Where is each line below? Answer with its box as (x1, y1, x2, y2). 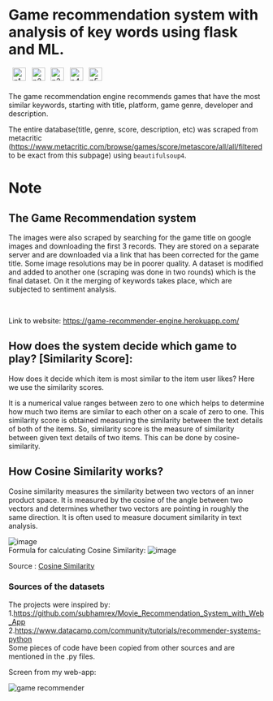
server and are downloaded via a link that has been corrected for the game (8, 249, 259, 259)
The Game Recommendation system (8, 211, 197, 225)
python (8, 634, 32, 643)
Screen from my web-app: (8, 667, 97, 677)
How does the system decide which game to (8, 340, 237, 353)
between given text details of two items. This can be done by (8, 432, 213, 442)
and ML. (8, 41, 65, 58)
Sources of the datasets (8, 581, 106, 592)
